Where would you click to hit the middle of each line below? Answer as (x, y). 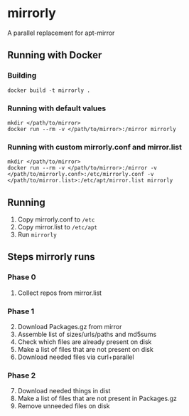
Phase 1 (21, 311)
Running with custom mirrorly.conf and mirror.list (95, 147)
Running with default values (57, 108)
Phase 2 (22, 375)
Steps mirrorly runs (52, 257)
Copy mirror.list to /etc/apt (58, 227)
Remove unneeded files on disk (64, 406)
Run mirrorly (37, 235)
